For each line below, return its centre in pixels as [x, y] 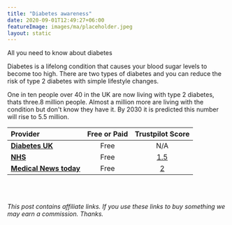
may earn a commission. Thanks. [55, 214]
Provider [26, 134]
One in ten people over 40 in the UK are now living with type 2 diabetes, [111, 95]
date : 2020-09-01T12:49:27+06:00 [56, 20]
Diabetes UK [32, 146]
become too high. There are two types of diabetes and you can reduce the [115, 74]
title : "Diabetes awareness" [50, 14]
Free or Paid [108, 134]
